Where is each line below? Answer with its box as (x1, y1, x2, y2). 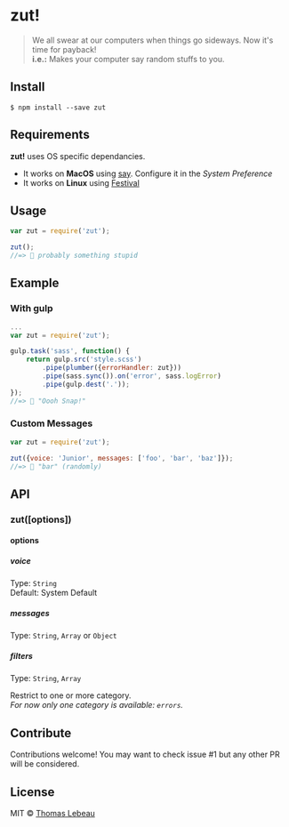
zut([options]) (10, 513, 72, 526)
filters (10, 650, 34, 661)
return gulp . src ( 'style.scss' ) (26, 355, 142, 365)
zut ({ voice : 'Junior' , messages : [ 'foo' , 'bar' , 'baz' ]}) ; (10, 454, 234, 462)
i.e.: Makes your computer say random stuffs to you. (31, 53, 225, 64)
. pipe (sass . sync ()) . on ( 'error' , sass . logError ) (42, 372, 221, 381)
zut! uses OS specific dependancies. (10, 150, 146, 161)
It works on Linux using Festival (22, 177, 140, 188)
